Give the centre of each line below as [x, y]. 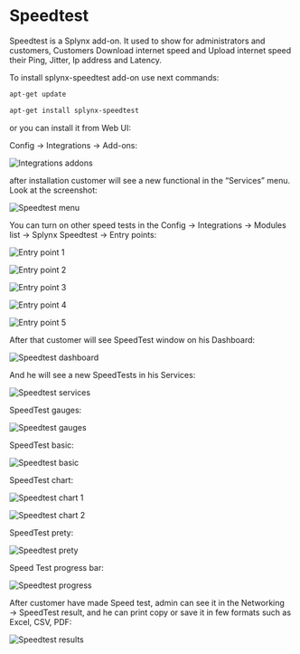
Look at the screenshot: [53, 190]
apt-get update [38, 94]
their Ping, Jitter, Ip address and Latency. [86, 60]
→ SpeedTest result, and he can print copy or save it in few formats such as [150, 612]
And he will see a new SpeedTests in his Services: [103, 374]
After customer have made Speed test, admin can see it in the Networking [147, 602]
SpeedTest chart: [42, 479]
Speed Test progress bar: [56, 567]
